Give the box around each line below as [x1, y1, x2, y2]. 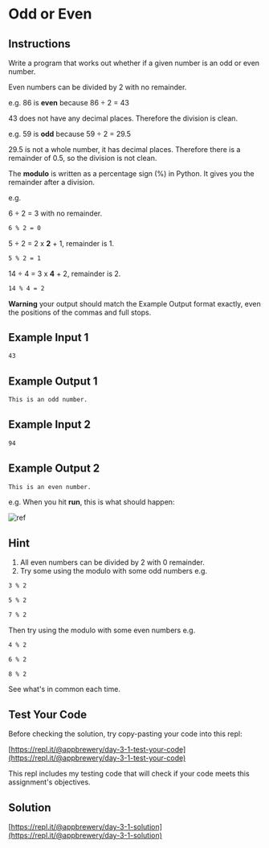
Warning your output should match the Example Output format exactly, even [8, 298, 261, 308]
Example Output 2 [8, 462, 100, 475]
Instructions [8, 37, 71, 51]
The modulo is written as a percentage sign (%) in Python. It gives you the [8, 169, 255, 178]
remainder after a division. [8, 178, 95, 187]
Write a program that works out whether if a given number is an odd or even [8, 58, 259, 68]
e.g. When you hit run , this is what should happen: [8, 497, 175, 507]
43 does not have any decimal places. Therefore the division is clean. [8, 113, 238, 123]
